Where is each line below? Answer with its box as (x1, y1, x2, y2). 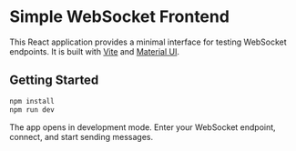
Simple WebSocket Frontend (9, 6, 230, 27)
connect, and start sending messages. (9, 131, 154, 142)
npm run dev (9, 105, 55, 115)
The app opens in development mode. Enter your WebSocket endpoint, (9, 121, 276, 133)
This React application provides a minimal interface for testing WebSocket (9, 36, 287, 47)
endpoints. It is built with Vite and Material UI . (9, 45, 180, 56)
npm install (9, 96, 55, 106)
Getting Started (9, 73, 99, 88)
